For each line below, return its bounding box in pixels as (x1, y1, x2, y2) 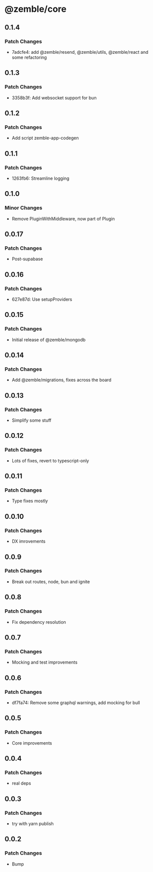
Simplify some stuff (11, 417, 51, 423)
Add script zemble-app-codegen (11, 135, 79, 141)
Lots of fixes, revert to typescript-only (11, 458, 89, 464)
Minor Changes (4, 204, 42, 211)
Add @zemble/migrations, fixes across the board (11, 377, 112, 383)
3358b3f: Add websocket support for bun (11, 95, 97, 101)
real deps (11, 780, 32, 786)
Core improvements (11, 740, 52, 746)
